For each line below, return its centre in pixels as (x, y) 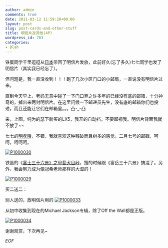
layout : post (19, 24)
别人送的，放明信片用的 (29, 200)
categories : (17, 43)
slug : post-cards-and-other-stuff (41, 29)
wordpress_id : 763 (24, 38)
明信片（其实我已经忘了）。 (32, 68)
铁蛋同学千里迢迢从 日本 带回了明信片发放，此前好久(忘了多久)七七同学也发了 (83, 62)
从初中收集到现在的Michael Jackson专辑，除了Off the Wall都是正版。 (76, 210)
